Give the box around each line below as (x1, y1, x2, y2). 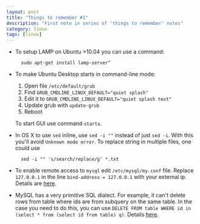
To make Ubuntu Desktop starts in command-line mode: (15, 70, 156, 78)
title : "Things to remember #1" (6, 15, 88, 21)
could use (15, 144, 41, 152)
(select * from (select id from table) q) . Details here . (15, 211, 159, 219)
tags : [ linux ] (6, 32, 43, 38)
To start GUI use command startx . (15, 120, 102, 127)
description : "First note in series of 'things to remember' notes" (6, 20, 184, 26)
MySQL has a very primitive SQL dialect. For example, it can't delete (15, 192, 186, 199)
